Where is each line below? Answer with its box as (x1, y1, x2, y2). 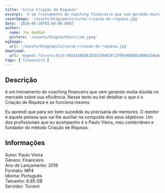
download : (5, 48, 26, 53)
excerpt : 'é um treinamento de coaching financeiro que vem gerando (5, 12, 148, 17)
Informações (5, 139, 45, 147)
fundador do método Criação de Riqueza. (5, 125, 89, 130)
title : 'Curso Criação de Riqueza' (5, 7, 78, 12)
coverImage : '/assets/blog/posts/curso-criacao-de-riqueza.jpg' (5, 16, 139, 21)
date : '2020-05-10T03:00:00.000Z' (5, 21, 76, 26)
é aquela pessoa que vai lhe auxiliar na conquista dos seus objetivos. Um (5, 114, 153, 120)
